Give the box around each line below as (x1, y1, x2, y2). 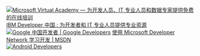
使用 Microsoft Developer (112, 29, 175, 36)
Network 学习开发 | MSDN (6, 36, 71, 43)
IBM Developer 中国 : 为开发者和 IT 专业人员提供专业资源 (6, 21, 147, 28)
